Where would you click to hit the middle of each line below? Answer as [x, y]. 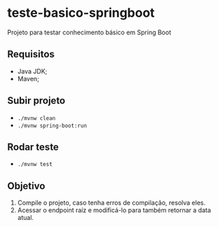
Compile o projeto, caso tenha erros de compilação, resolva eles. [111, 203]
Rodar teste [33, 147]
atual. [25, 218]
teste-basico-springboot [81, 13]
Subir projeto [36, 101]
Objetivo [26, 186]
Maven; [28, 78]
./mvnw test [35, 165]
